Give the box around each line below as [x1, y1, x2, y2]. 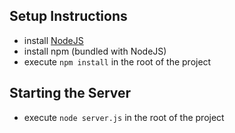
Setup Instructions [9, 8, 128, 25]
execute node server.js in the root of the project [23, 111, 225, 123]
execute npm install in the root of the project [23, 55, 212, 68]
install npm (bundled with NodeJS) [23, 45, 167, 57]
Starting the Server [9, 85, 132, 102]
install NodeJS [23, 34, 84, 46]
